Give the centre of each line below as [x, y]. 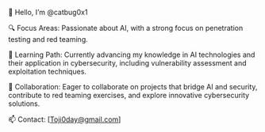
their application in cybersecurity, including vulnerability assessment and [128, 63]
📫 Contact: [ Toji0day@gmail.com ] [65, 119]
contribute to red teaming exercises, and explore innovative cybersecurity [129, 95]
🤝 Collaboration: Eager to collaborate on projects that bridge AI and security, [133, 87]
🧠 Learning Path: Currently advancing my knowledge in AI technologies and [132, 55]
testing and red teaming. [48, 39]
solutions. [24, 104]
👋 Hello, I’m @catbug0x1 [48, 12]
